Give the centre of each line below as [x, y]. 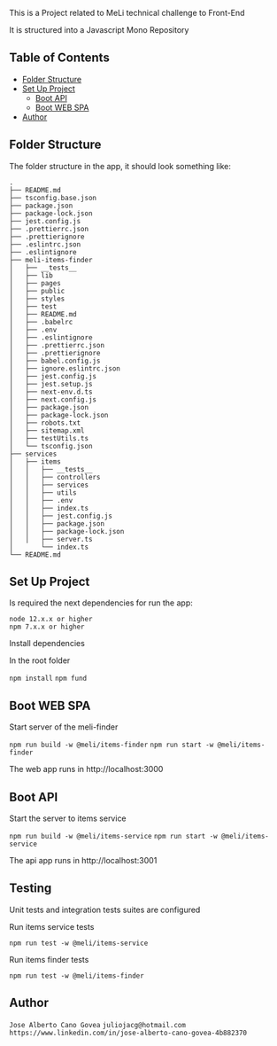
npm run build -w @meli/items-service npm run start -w [114, 837]
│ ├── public [37, 291]
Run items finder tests [49, 959]
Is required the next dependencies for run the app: [101, 603]
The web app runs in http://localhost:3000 [86, 769]
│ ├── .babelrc [41, 322]
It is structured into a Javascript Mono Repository [99, 30]
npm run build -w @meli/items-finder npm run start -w [112, 745]
